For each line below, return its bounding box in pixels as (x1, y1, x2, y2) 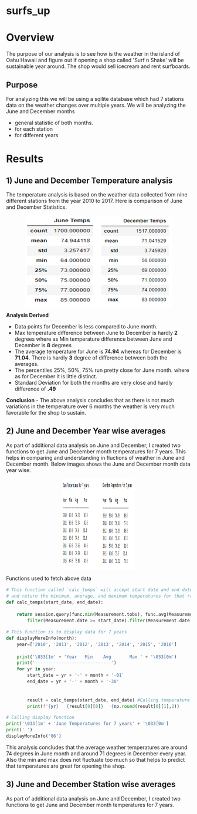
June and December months (6, 107, 75, 115)
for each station (14, 125, 53, 133)
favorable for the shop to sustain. (6, 409, 86, 416)
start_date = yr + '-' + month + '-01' (27, 673, 125, 679)
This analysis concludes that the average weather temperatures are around (6, 744, 188, 751)
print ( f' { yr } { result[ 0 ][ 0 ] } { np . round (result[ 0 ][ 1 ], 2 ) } (27, 703, 180, 709)
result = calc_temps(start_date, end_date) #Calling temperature (27, 697, 191, 703)
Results (6, 152, 44, 165)
